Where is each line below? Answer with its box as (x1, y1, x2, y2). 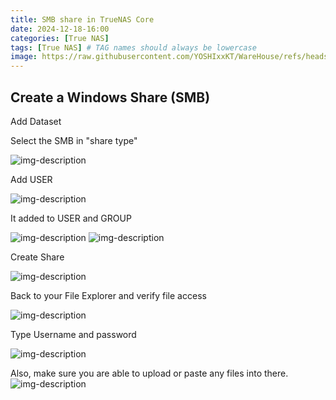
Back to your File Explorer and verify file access (10, 289, 207, 301)
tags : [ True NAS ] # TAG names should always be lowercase (10, 42, 257, 53)
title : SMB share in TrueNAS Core (10, 14, 155, 25)
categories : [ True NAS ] (10, 33, 110, 43)
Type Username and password (10, 328, 137, 340)
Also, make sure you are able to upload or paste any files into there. (10, 367, 289, 379)
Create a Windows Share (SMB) (10, 89, 211, 106)
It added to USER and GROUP (10, 212, 132, 224)
